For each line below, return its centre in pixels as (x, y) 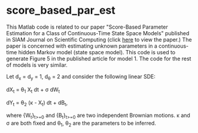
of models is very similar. (37, 65)
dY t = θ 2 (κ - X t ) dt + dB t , (37, 103)
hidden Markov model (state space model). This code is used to (97, 52)
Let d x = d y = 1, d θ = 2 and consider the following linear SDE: (81, 77)
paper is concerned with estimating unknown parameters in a (82, 46)
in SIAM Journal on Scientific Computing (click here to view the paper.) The (99, 39)
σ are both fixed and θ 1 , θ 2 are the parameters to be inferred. (81, 124)
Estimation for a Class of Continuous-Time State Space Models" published (98, 33)
